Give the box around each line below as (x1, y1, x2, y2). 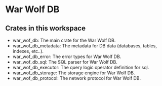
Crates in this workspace (5, 24, 86, 33)
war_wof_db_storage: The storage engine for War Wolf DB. (12, 70, 135, 76)
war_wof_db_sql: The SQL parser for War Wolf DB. (12, 59, 117, 65)
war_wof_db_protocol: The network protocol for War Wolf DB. (12, 75, 141, 81)
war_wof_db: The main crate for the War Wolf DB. (12, 37, 116, 43)
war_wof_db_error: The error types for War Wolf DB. (12, 53, 121, 60)
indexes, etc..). (12, 48, 44, 54)
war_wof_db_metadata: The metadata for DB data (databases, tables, (12, 43, 157, 49)
